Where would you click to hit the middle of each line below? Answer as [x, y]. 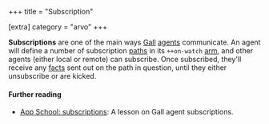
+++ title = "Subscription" [51, 12]
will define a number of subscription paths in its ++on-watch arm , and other [131, 50]
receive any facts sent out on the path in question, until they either [118, 68]
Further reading [35, 94]
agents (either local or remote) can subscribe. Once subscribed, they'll [125, 59]
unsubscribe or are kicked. [52, 76]
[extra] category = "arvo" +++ [58, 27]
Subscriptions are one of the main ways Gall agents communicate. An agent [134, 42]
